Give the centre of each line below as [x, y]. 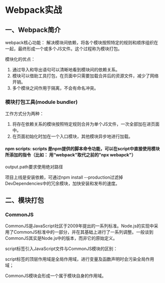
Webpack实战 [34, 10]
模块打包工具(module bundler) [41, 102]
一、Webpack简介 [33, 30]
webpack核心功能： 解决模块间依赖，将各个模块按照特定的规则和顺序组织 [80, 43]
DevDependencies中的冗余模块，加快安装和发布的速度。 [63, 183]
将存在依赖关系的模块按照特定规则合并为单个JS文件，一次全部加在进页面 [86, 124]
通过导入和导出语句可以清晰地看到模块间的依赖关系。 [66, 70]
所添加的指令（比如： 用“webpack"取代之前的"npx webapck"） [70, 155]
